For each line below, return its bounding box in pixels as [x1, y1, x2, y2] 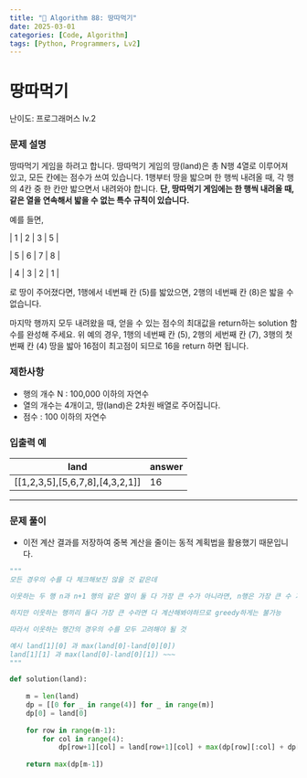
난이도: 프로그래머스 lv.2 [9, 113, 97, 124]
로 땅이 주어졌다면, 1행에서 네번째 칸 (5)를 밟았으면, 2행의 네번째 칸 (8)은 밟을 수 [9, 287, 294, 298]
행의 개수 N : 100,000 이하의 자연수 [22, 388, 149, 399]
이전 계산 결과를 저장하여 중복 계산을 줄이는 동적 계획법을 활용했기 [22, 537, 258, 549]
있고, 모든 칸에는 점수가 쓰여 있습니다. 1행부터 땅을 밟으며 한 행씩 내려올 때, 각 [9, 172, 285, 183]
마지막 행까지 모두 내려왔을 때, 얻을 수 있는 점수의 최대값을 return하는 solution [9, 317, 289, 329]
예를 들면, [9, 214, 44, 225]
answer [149, 461, 184, 474]
